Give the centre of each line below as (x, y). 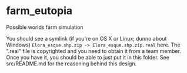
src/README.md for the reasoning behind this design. (71, 64)
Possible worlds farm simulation (45, 27)
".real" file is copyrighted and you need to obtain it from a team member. (93, 51)
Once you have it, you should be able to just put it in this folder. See (88, 57)
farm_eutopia (39, 11)
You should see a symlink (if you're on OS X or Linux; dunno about (86, 38)
